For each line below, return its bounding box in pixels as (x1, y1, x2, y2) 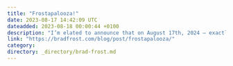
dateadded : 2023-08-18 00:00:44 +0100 (7, 23, 119, 30)
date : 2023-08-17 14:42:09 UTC (7, 16, 98, 23)
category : (7, 42, 36, 49)
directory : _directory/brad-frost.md (7, 49, 116, 56)
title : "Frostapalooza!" (7, 10, 79, 17)
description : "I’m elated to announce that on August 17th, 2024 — (7, 29, 207, 36)
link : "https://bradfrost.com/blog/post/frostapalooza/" (7, 36, 175, 43)
